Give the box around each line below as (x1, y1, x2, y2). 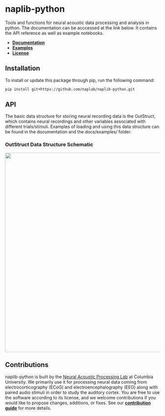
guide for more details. (5, 405, 52, 411)
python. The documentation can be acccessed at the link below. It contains (5, 25, 157, 30)
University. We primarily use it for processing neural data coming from (5, 379, 147, 385)
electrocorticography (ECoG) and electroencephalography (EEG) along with (5, 384, 158, 390)
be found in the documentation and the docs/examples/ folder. (5, 129, 132, 135)
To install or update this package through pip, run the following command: (5, 77, 155, 83)
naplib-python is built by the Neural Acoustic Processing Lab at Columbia (5, 374, 154, 380)
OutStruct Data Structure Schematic (5, 141, 93, 148)
